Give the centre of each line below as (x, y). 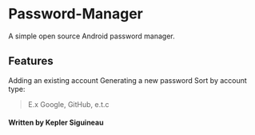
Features (31, 61)
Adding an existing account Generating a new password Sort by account (128, 80)
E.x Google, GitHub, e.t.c (68, 104)
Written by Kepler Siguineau (56, 123)
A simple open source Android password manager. (92, 36)
